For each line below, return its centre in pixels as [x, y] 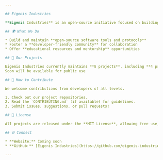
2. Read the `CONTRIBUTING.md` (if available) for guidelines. [70, 102]
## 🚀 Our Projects [24, 58]
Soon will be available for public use [45, 71]
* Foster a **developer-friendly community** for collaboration [71, 45]
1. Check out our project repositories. [47, 97]
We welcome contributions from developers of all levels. [65, 88]
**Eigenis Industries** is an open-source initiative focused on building [82, 22]
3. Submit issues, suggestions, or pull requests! [57, 106]
